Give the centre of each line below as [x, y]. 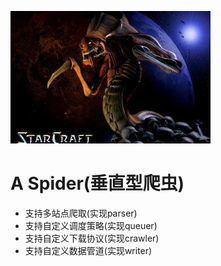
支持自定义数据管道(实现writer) [88, 250]
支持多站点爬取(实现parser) [81, 213]
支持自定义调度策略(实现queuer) [91, 225]
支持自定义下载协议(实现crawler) [92, 238]
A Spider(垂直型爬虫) [97, 183]
